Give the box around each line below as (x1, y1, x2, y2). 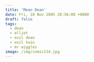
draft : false (5, 16, 33, 21)
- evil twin (10, 40, 35, 45)
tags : (5, 21, 17, 26)
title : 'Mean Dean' (5, 7, 46, 12)
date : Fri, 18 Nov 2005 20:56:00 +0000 (5, 12, 89, 17)
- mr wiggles (10, 44, 37, 49)
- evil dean (10, 35, 35, 40)
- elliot (10, 30, 28, 35)
